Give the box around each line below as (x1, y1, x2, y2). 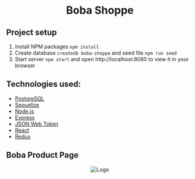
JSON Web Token (14, 120, 58, 127)
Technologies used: (6, 79, 81, 89)
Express (14, 114, 35, 121)
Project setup (6, 27, 58, 37)
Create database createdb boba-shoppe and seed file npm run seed (14, 49, 177, 56)
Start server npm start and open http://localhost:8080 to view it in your (14, 56, 189, 62)
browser (14, 62, 36, 69)
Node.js (14, 108, 34, 115)
